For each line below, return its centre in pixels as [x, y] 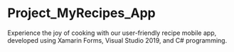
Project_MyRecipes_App [81, 13]
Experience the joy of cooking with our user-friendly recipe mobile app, [112, 33]
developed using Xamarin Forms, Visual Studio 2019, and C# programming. [117, 40]
